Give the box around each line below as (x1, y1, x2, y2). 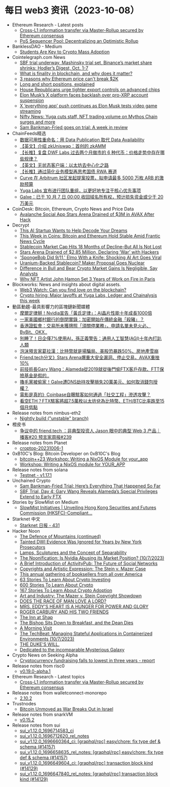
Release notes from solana (12, 467, 68, 473)
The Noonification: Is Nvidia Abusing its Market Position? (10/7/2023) (19, 554, 164, 561)
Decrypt (12, 222, 29, 228)
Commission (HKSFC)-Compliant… (19, 510, 92, 516)
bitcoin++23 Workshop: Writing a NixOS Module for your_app (19, 455, 148, 462)
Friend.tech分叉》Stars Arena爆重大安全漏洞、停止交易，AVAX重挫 (19, 354, 160, 360)
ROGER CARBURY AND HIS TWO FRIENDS (19, 609, 109, 615)
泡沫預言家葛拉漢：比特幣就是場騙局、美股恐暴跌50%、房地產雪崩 (19, 348, 159, 354)
